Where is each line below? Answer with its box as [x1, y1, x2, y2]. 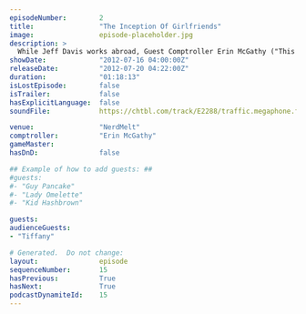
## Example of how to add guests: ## [9, 165, 153, 174]
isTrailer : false [9, 89, 120, 98]
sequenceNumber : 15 [9, 265, 107, 274]
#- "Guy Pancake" [9, 181, 76, 191]
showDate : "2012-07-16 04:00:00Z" [9, 56, 189, 65]
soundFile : [9, 106, 51, 116]
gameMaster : [9, 140, 55, 149]
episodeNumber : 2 [9, 13, 104, 23]
